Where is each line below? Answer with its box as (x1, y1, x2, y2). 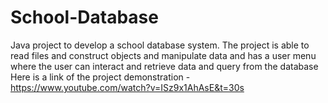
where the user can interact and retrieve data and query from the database (10, 60, 319, 72)
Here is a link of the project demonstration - (10, 71, 191, 83)
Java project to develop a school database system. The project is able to (10, 39, 310, 51)
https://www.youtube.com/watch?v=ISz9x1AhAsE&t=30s (10, 81, 245, 93)
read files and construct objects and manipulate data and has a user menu (10, 49, 317, 61)
